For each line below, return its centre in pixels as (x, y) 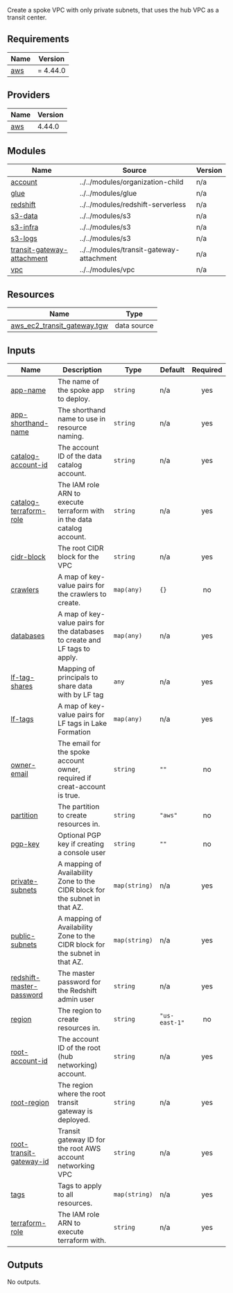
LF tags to (74, 649)
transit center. (27, 17)
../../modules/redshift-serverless (133, 205)
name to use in (82, 419)
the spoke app (81, 390)
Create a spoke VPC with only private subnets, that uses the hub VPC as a (113, 10)
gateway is (75, 1111)
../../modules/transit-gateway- (130, 250)
